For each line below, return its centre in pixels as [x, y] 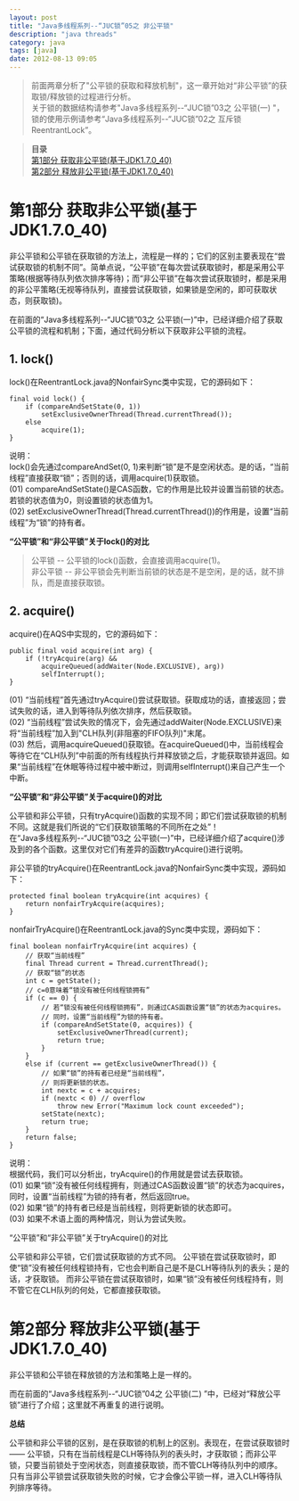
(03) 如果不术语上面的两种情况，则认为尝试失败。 [100, 1218]
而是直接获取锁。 [78, 582]
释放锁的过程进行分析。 [93, 96]
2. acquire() [42, 611]
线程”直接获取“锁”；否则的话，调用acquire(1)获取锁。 [107, 477]
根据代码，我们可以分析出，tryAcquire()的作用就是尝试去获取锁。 [129, 1174]
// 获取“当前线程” [55, 955]
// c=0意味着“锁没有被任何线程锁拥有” [88, 990]
